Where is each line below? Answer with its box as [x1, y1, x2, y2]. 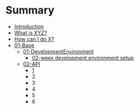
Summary [5, 4, 54, 17]
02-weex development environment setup [31, 54, 134, 61]
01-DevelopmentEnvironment [22, 48, 94, 55]
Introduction [14, 23, 44, 30]
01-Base [14, 42, 35, 49]
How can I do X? [14, 35, 54, 42]
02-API [22, 60, 41, 68]
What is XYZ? [14, 29, 47, 36]
